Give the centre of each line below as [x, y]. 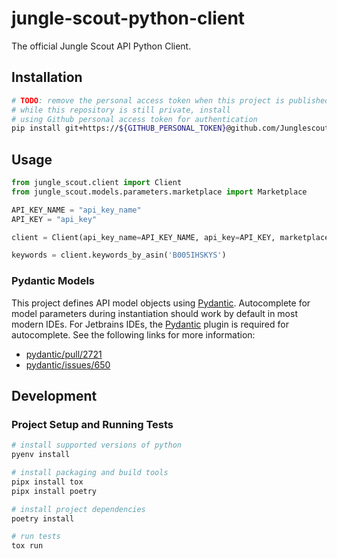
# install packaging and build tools [90, 473]
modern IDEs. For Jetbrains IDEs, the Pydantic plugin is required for [150, 324]
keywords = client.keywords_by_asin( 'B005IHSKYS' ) [119, 255]
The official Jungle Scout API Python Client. [101, 46]
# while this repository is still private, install [121, 110]
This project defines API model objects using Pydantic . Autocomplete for [161, 303]
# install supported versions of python [97, 445]
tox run [27, 546]
